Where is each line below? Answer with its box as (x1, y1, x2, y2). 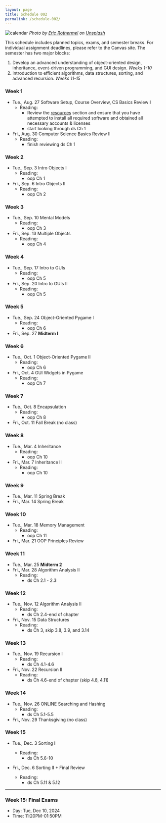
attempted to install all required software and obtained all (27, 115, 143, 121)
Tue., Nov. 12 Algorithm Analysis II (12, 601, 82, 607)
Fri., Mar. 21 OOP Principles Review (12, 538, 84, 544)
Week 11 (5, 550, 25, 557)
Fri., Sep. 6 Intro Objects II (12, 180, 66, 186)
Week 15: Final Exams (5, 796, 58, 803)
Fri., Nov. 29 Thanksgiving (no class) (12, 717, 87, 722)
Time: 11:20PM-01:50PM (12, 813, 62, 819)
